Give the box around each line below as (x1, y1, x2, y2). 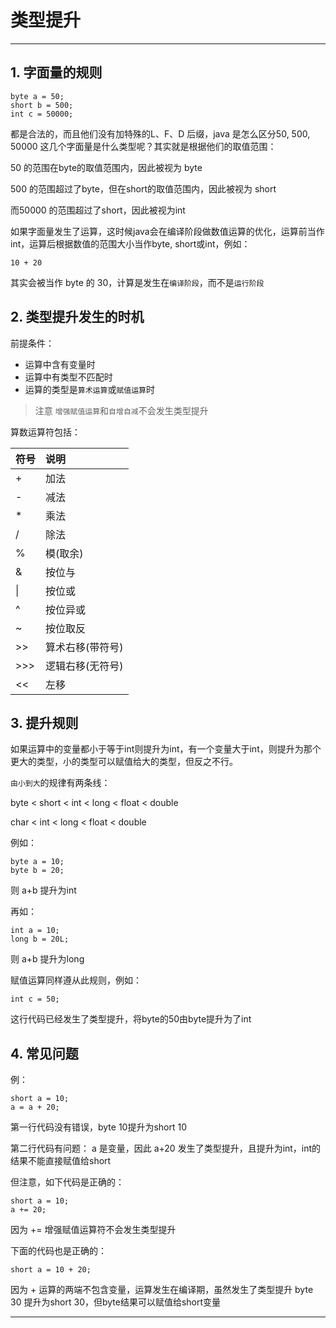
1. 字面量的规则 (10, 64, 103, 81)
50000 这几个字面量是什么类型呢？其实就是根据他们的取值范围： (10, 140, 277, 152)
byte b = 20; (10, 866, 65, 876)
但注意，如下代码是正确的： (10, 1176, 125, 1188)
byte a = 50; (10, 91, 65, 101)
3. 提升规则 (10, 714, 79, 731)
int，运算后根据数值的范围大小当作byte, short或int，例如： (10, 237, 251, 250)
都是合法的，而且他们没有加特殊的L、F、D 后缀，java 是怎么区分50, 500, (10, 127, 311, 140)
